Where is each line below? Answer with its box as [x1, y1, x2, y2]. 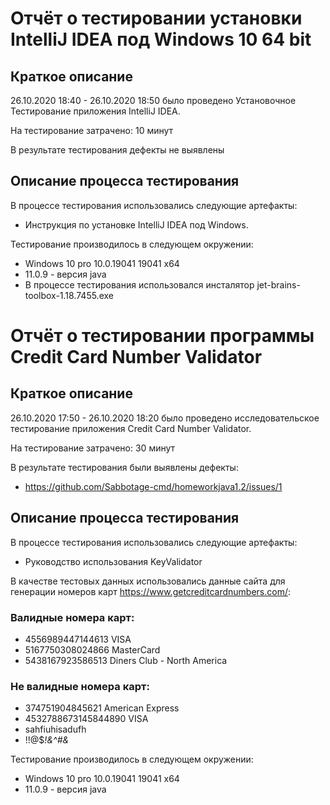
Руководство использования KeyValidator [24, 555, 203, 567]
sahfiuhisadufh [24, 723, 87, 736]
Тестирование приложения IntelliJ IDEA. [10, 105, 181, 117]
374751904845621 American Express [24, 702, 180, 714]
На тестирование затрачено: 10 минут [10, 125, 174, 136]
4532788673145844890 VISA [24, 713, 149, 725]
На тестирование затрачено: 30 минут [10, 442, 176, 454]
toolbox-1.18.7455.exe [24, 289, 114, 301]
